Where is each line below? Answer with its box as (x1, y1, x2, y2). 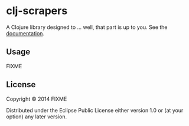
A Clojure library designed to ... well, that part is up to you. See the (6, 24, 168, 31)
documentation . (6, 29, 45, 37)
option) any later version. (6, 113, 67, 120)
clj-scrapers (6, 4, 68, 18)
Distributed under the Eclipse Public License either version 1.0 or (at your (6, 107, 184, 114)
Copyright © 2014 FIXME (6, 95, 67, 102)
